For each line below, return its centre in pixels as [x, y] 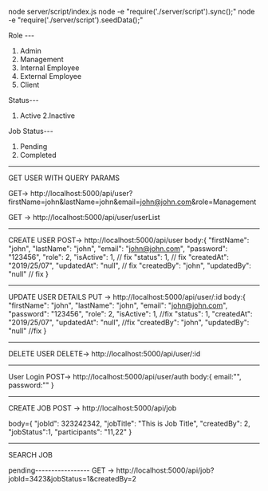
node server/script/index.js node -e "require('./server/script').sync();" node [132, 12]
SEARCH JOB [31, 455]
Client [30, 84]
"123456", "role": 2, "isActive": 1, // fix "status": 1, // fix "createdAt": [119, 257]
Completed [38, 155]
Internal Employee [49, 68]
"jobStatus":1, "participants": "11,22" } [70, 432]
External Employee [51, 76]
